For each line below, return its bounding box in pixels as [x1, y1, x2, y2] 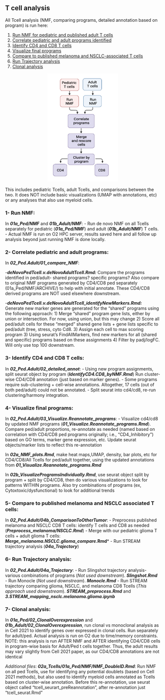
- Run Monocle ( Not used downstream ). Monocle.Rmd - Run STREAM [5, 577, 148, 583]
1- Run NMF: [5, 209, 35, 216]
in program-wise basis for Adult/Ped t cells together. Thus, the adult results [5, 643, 158, 649]
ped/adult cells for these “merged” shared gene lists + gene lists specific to [5, 321, 159, 327]
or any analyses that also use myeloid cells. [5, 197, 94, 203]
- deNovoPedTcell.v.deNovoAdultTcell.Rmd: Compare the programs [5, 270, 145, 276]
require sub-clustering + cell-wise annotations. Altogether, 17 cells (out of [5, 381, 155, 387]
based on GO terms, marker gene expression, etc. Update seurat [5, 437, 136, 442]
